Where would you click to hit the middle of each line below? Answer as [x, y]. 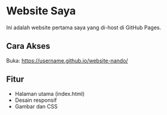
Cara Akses [28, 46]
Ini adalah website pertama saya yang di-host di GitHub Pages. [84, 27]
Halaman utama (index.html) [50, 94]
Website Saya [41, 11]
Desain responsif [36, 100]
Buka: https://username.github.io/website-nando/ [67, 60]
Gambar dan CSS [36, 106]
